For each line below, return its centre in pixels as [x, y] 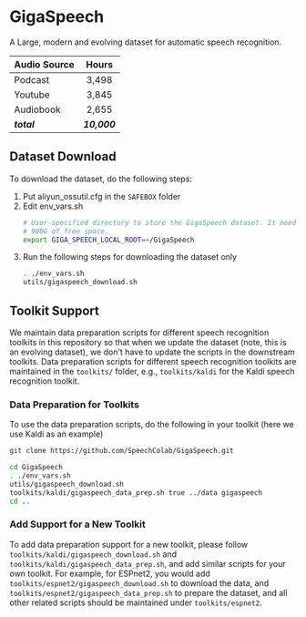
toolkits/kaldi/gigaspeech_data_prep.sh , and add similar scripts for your [148, 563]
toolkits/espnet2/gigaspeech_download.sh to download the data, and [139, 583]
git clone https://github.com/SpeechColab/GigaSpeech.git [122, 451]
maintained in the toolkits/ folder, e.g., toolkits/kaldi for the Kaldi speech [152, 371]
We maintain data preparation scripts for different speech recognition [139, 332]
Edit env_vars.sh [53, 206]
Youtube [32, 95]
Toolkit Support [55, 310]
